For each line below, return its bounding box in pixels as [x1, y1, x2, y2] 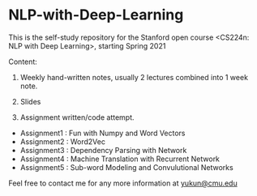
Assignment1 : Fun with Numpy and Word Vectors [19, 128, 186, 138]
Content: [8, 57, 38, 66]
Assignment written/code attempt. [19, 112, 135, 122]
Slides [19, 96, 41, 106]
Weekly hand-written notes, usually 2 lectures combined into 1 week [19, 72, 249, 82]
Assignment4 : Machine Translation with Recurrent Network [19, 154, 221, 164]
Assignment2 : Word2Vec [19, 136, 105, 147]
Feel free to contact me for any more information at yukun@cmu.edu [8, 178, 238, 188]
